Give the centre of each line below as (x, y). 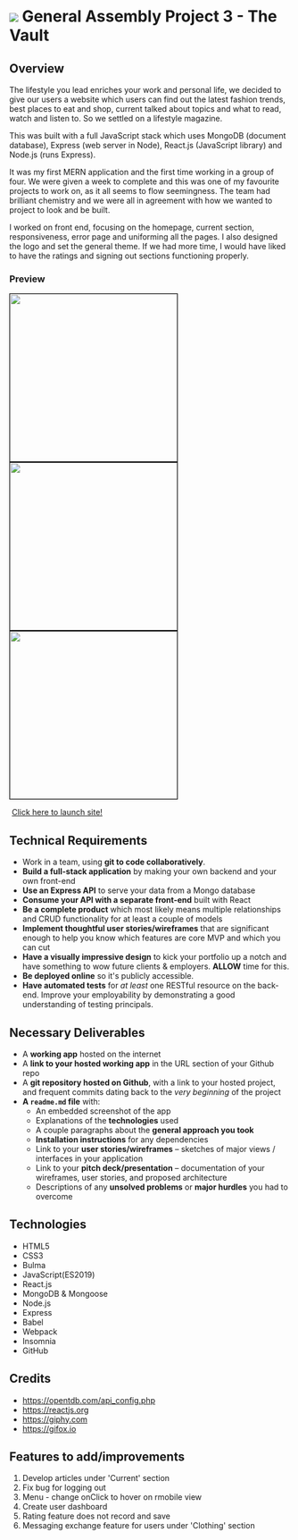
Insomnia (39, 1341)
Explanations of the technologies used (107, 1120)
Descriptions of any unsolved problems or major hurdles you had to (161, 1187)
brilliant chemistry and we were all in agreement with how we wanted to (141, 200)
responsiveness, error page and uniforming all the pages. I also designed (144, 237)
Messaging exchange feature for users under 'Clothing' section (139, 1526)
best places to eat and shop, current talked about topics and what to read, (145, 109)
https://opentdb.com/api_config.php (89, 1400)
